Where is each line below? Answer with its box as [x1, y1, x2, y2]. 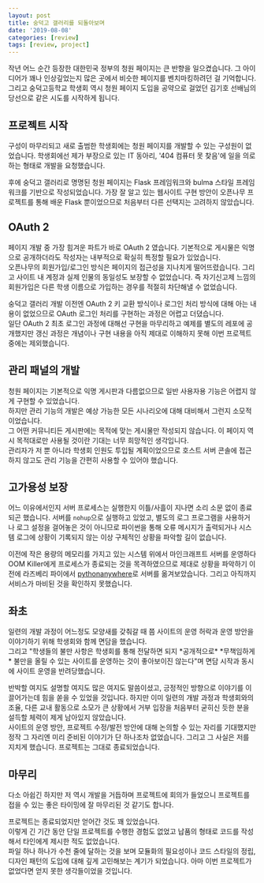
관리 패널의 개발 [8, 364, 80, 378]
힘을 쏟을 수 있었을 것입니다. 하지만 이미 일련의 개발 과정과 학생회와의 [42, 693, 255, 703]
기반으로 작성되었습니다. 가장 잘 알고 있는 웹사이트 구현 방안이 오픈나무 [28, 187, 246, 197]
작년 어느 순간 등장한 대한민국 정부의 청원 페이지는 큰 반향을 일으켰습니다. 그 [8, 64, 242, 73]
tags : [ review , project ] [8, 41, 90, 49]
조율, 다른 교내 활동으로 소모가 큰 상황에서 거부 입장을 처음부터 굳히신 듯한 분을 [8, 703, 250, 712]
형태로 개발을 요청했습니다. [22, 160, 106, 170]
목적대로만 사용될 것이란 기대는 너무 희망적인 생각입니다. [16, 435, 189, 445]
